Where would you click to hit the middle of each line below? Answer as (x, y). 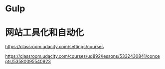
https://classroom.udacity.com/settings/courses (54, 47)
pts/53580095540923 (28, 62)
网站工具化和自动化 (45, 33)
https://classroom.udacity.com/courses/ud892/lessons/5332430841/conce (83, 56)
